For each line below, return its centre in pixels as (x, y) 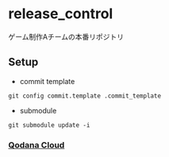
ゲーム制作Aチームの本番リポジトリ (66, 36)
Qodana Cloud (36, 145)
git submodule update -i (49, 125)
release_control (61, 14)
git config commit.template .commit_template (84, 96)
